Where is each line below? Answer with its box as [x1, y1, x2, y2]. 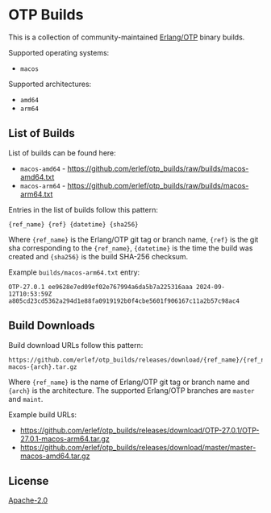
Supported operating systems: [8, 48, 110, 57]
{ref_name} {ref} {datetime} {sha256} [8, 220, 139, 229]
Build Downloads [8, 319, 95, 333]
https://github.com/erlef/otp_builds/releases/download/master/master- [19, 442, 256, 452]
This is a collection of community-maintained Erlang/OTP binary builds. [8, 32, 245, 42]
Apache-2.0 [8, 495, 48, 505]
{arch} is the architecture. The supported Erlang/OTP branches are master [8, 385, 255, 395]
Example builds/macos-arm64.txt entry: [8, 267, 140, 277]
